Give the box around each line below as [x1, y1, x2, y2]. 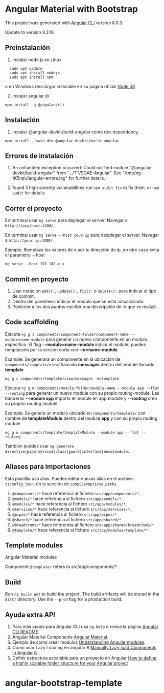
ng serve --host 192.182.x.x [5, 262, 65, 267]
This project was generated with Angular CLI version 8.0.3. [5, 20, 123, 26]
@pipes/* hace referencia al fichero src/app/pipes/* [12, 511, 117, 517]
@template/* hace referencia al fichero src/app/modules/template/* [12, 527, 148, 533]
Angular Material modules [5, 554, 57, 560]
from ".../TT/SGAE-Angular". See [56, 170, 122, 176]
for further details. [68, 175, 105, 181]
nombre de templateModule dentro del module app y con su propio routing [5, 415, 158, 421]
